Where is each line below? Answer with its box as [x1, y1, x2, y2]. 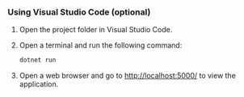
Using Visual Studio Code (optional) [7, 6, 151, 18]
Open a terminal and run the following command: [19, 40, 183, 50]
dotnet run [19, 56, 57, 65]
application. [19, 79, 59, 89]
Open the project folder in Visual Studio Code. [19, 25, 173, 35]
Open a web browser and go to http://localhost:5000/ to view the [19, 71, 236, 81]
